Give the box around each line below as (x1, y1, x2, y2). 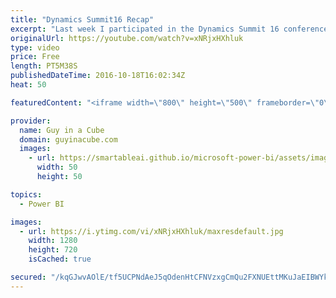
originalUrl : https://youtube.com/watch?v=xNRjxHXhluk (10, 33, 244, 43)
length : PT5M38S (10, 61, 78, 71)
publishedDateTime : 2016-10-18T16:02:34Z (10, 71, 186, 81)
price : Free (10, 52, 60, 62)
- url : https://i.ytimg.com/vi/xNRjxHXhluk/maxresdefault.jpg (19, 226, 284, 236)
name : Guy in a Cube (19, 125, 105, 135)
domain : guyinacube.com (19, 134, 118, 145)
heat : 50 (10, 80, 47, 90)
